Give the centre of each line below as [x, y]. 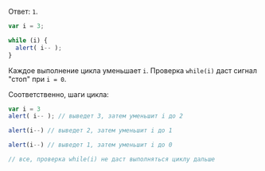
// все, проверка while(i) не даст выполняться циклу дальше [112, 159]
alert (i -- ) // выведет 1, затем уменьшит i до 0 [90, 145]
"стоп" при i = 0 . [37, 79]
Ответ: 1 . [23, 12]
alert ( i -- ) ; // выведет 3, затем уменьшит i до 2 [95, 116]
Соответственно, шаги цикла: [58, 94]
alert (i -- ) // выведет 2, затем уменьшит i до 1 [90, 130]
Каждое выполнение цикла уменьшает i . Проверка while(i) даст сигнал [132, 70]
